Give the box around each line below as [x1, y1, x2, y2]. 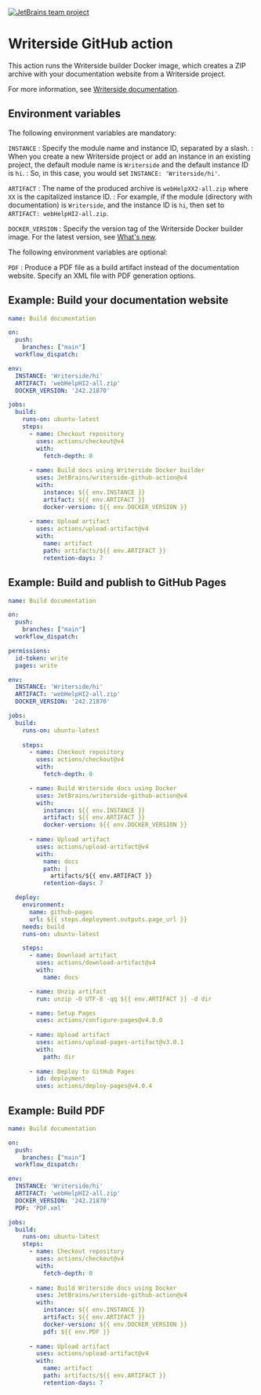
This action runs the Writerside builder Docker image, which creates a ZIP [8, 60, 246, 70]
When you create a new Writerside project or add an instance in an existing [8, 152, 251, 161]
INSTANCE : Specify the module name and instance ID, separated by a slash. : [8, 143, 254, 152]
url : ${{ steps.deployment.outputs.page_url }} [28, 915, 188, 923]
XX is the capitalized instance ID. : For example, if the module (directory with [8, 192, 252, 201]
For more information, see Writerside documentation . [8, 84, 179, 93]
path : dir [42, 1053, 76, 1060]
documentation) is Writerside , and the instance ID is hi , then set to [8, 200, 225, 210]
